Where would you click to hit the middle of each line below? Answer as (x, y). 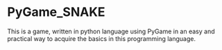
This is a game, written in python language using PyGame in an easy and (111, 31)
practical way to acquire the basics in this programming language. (102, 38)
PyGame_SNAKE (56, 12)
